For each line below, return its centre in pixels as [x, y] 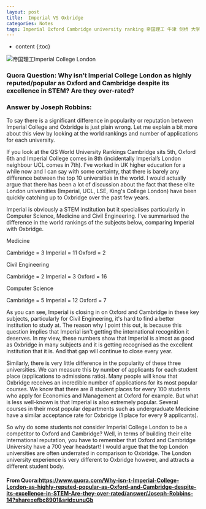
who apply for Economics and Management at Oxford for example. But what [102, 396]
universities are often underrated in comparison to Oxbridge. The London [99, 453]
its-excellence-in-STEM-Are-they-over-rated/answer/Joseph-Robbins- [100, 494]
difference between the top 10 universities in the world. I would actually [96, 178]
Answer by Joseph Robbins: [49, 107]
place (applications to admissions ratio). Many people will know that [92, 376]
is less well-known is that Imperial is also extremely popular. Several [92, 402]
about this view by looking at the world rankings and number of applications [102, 134]
